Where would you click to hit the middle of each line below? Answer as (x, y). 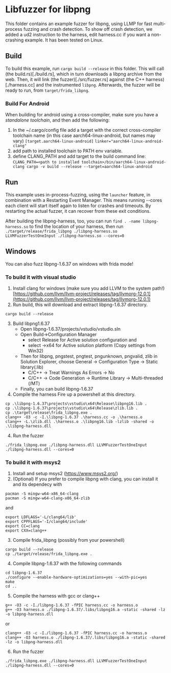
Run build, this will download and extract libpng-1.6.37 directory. (80, 304)
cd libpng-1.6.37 (24, 573)
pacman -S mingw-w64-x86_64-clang (42, 494)
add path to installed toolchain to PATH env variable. (68, 151)
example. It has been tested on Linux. (64, 40)
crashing (15, 40)
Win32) (36, 351)
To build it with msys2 (33, 462)
